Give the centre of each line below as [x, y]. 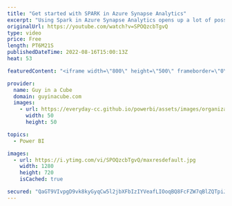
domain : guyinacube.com [47, 96]
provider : [21, 84]
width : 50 [39, 116]
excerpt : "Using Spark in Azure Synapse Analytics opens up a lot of [109, 20]
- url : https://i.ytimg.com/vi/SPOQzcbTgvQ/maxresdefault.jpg [105, 160]
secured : [20, 191]
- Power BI [29, 141]
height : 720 [37, 173]
